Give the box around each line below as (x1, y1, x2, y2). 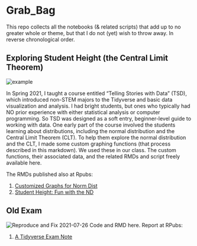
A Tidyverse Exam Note (14, 233, 73, 240)
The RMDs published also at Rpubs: (6, 171, 93, 178)
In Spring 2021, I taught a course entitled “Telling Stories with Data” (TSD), (6, 90, 188, 97)
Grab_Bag (6, 4, 56, 17)
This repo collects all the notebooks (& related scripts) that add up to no (6, 23, 182, 30)
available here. (6, 159, 42, 166)
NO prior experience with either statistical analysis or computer (6, 108, 161, 116)
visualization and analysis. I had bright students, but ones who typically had (6, 102, 190, 109)
